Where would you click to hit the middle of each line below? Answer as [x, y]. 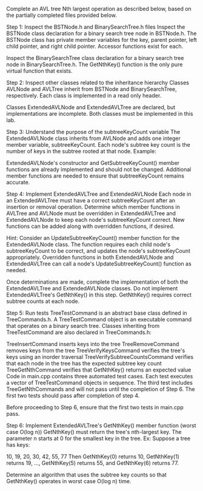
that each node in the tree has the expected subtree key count [84, 363]
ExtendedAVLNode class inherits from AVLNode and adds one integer [93, 138]
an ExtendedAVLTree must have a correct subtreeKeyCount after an [91, 200]
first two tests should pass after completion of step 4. [73, 396]
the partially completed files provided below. [62, 15]
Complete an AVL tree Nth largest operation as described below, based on [99, 9]
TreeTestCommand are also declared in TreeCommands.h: [79, 332]
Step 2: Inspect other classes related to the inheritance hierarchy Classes [98, 82]
